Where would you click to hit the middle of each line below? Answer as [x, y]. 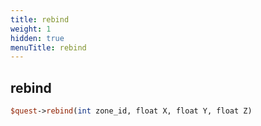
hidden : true [37, 38]
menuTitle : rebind [48, 47]
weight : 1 [31, 29]
